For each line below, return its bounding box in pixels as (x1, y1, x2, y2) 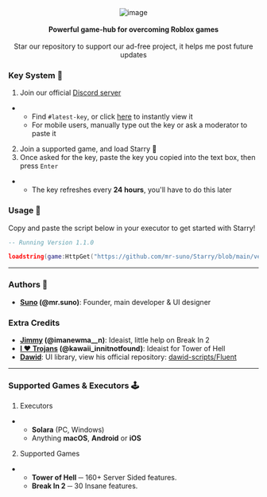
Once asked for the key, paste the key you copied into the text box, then (19, 153, 256, 162)
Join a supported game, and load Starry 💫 (19, 144, 157, 154)
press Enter (19, 161, 59, 170)
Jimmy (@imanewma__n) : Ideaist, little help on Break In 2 (19, 335, 211, 345)
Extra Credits (8, 317, 60, 328)
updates (120, 50, 147, 59)
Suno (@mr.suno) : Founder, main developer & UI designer (19, 297, 211, 307)
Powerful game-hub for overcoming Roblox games (48, 25, 219, 34)
